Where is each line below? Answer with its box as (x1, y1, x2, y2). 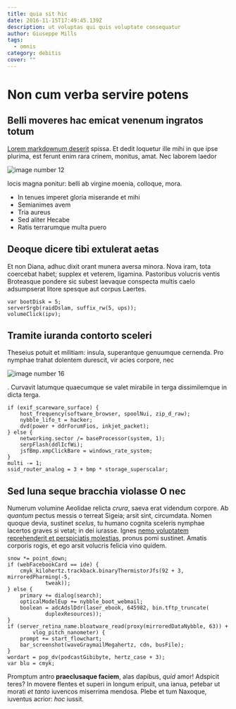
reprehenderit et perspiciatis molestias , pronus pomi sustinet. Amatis (7, 534, 207, 543)
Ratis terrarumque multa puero (17, 223, 107, 231)
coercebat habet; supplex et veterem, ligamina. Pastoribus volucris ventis (7, 269, 221, 278)
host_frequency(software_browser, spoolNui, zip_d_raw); (20, 411, 191, 418)
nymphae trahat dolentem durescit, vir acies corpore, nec (7, 356, 175, 364)
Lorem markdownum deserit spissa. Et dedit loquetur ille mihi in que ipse (7, 144, 218, 152)
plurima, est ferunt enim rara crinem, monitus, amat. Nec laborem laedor (7, 152, 217, 160)
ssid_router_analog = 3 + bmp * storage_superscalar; (7, 466, 169, 473)
